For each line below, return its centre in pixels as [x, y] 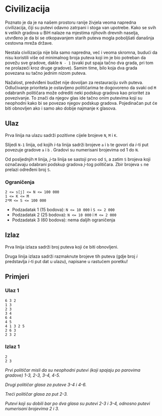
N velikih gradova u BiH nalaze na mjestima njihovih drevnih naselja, [72, 33]
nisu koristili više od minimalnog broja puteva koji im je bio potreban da [75, 57]
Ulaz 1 [12, 291]
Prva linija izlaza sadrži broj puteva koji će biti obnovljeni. [62, 247]
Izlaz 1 [13, 347]
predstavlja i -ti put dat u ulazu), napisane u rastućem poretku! [66, 261]
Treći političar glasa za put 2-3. [37, 394]
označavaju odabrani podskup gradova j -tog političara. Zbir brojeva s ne [77, 164]
